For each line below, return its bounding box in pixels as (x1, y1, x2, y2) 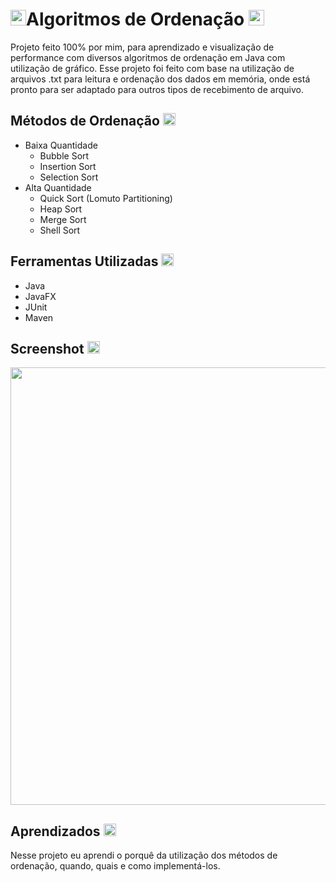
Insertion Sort (39, 160, 97, 172)
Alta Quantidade (24, 181, 92, 193)
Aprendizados (10, 823, 101, 840)
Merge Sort (39, 213, 87, 225)
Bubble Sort (39, 149, 90, 162)
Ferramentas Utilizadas (10, 253, 159, 270)
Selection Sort (39, 171, 99, 183)
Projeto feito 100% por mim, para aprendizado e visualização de (10, 41, 275, 53)
